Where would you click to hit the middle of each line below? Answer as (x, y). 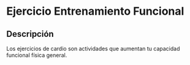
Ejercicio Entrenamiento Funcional (95, 11)
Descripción (30, 34)
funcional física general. (37, 55)
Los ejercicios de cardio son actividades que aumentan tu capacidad (93, 48)
